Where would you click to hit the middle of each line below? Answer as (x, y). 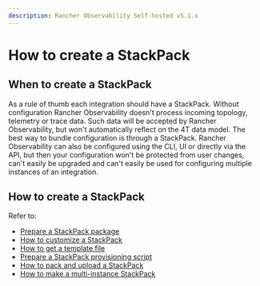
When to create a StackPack (80, 85)
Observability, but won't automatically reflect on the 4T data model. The (127, 129)
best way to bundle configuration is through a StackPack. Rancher (117, 137)
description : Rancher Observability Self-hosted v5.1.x (103, 16)
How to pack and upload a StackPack (82, 265)
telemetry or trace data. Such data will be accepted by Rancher (112, 121)
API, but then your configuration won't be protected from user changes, (126, 155)
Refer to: (22, 216)
